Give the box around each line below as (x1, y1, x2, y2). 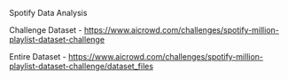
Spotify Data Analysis (9, 8, 88, 18)
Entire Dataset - (9, 52, 66, 61)
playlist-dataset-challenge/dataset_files (9, 61, 153, 71)
